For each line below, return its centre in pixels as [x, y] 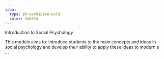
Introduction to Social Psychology [39, 33]
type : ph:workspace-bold [35, 14]
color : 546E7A [24, 19]
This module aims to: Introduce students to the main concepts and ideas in [81, 42]
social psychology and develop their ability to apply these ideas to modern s [82, 47]
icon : [11, 10]
